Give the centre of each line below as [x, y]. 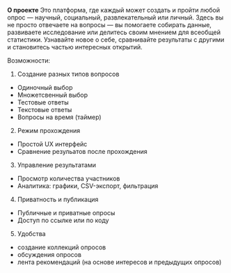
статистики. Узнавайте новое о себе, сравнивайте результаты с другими [116, 40]
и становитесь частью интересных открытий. [75, 47]
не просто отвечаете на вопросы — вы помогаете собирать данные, [110, 25]
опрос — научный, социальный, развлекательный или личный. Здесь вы [115, 17]
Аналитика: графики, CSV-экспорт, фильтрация [88, 186]
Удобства [32, 234]
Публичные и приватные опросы [66, 213]
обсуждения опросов [49, 255]
